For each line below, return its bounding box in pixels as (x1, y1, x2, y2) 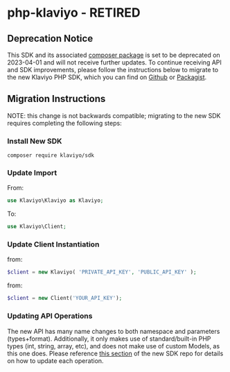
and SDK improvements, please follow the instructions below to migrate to (7, 66, 219, 74)
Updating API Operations (7, 311, 93, 321)
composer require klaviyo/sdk (7, 152, 95, 159)
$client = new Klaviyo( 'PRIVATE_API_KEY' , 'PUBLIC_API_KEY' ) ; (7, 269, 197, 276)
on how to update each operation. (7, 356, 104, 365)
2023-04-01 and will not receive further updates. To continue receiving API (7, 58, 222, 67)
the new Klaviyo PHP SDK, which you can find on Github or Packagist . (7, 73, 207, 81)
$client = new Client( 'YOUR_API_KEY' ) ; (7, 295, 123, 302)
